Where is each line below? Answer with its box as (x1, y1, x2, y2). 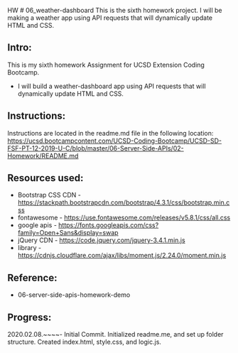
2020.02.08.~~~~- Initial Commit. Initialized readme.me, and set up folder (7, 330, 224, 339)
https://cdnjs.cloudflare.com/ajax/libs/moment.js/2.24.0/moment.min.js (17, 251, 227, 260)
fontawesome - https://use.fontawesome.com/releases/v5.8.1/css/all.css (17, 213, 231, 222)
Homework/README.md (7, 151, 79, 160)
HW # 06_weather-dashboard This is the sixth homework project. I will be (7, 6, 222, 14)
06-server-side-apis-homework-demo (17, 290, 131, 299)
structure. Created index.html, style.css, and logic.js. (7, 337, 162, 347)
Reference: (7, 271, 58, 283)
